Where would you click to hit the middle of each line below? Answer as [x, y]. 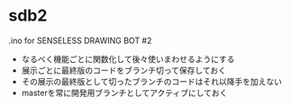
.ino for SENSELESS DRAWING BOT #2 [80, 40]
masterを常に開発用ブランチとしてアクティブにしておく [124, 93]
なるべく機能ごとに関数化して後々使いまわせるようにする [128, 58]
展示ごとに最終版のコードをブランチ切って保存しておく [124, 70]
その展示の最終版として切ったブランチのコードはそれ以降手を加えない [152, 81]
